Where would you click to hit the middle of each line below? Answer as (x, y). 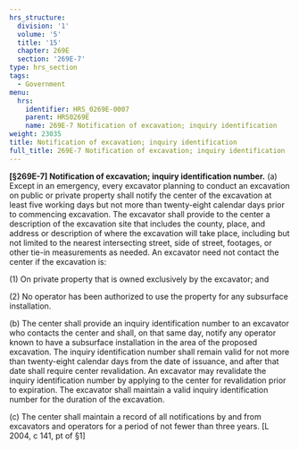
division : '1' (43, 26)
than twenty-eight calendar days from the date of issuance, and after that (144, 361)
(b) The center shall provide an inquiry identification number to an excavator (149, 323)
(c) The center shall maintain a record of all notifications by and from (135, 416)
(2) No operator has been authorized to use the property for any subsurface (149, 296)
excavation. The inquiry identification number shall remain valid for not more (149, 352)
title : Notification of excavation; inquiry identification (124, 142)
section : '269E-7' (52, 59)
